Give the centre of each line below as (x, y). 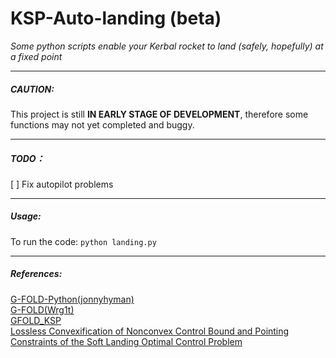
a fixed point (36, 56)
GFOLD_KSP (36, 320)
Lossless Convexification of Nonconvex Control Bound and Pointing (150, 331)
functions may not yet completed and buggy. (102, 124)
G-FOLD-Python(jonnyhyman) (72, 299)
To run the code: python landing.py (83, 241)
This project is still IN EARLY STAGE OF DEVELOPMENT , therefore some (159, 114)
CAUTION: (32, 89)
